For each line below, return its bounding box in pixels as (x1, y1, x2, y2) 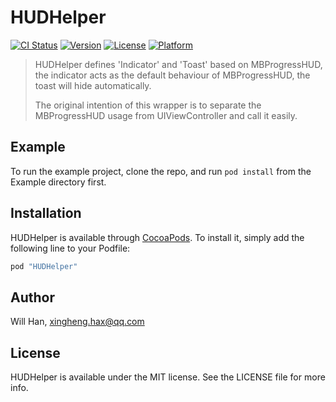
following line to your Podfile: (10, 242, 131, 254)
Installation (10, 205, 82, 222)
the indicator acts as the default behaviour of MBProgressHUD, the (34, 69, 311, 81)
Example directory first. (10, 176, 107, 188)
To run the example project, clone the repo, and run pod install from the (10, 165, 312, 177)
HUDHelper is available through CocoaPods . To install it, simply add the (10, 231, 305, 243)
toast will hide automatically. (34, 79, 152, 91)
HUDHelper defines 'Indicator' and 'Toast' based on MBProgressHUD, (34, 58, 323, 70)
